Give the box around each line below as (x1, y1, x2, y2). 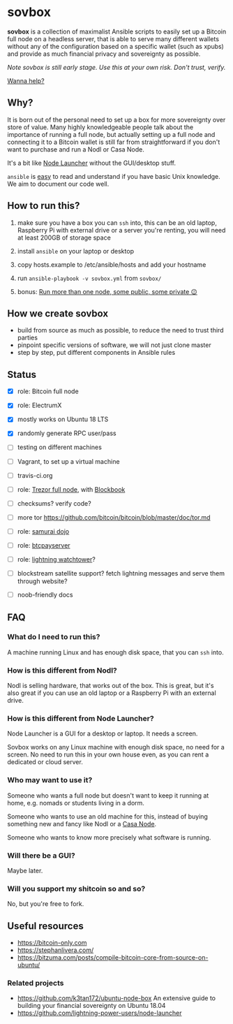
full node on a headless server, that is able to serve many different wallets (7, 34, 220, 43)
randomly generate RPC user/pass (17, 429, 116, 437)
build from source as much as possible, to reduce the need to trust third (17, 326, 224, 335)
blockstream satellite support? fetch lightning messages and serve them (17, 569, 225, 577)
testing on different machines (17, 443, 103, 451)
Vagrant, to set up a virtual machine (17, 457, 120, 465)
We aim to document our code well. (7, 180, 110, 188)
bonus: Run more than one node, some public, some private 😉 (17, 287, 197, 295)
